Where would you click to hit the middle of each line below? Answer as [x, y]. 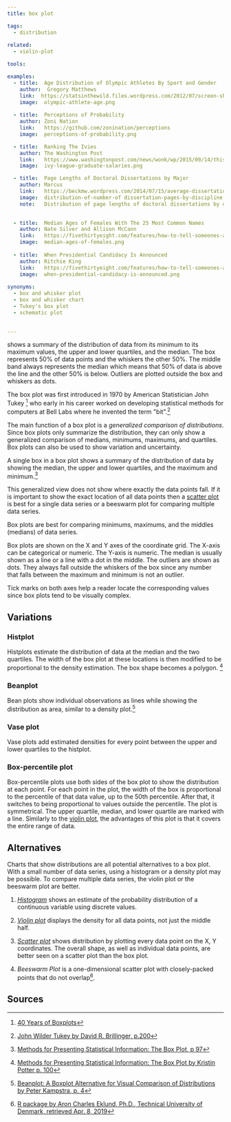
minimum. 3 [23, 475]
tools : [16, 64]
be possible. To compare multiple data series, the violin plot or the [101, 879]
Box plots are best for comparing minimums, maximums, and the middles [110, 525]
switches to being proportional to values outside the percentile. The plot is [112, 804]
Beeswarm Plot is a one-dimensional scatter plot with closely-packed [115, 969]
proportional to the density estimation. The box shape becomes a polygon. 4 [115, 667]
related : [20, 46]
